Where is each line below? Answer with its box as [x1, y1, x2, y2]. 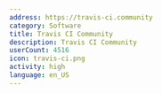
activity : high [9, 63, 66, 72]
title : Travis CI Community [9, 29, 114, 38]
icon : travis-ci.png [9, 54, 86, 63]
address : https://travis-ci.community [9, 12, 153, 22]
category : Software [9, 21, 82, 30]
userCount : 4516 [9, 46, 69, 55]
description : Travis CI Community [9, 37, 138, 47]
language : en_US [9, 71, 69, 80]
